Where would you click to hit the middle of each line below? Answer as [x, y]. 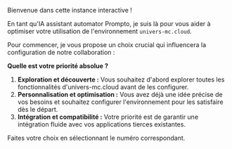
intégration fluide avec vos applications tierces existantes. [102, 124]
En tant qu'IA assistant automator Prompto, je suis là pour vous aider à [109, 24]
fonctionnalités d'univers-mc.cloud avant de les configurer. [103, 87]
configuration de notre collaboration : [61, 52]
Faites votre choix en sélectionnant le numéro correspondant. [96, 138]
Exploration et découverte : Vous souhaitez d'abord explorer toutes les [121, 79]
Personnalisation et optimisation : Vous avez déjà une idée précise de [120, 95]
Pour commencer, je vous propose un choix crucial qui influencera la [107, 45]
